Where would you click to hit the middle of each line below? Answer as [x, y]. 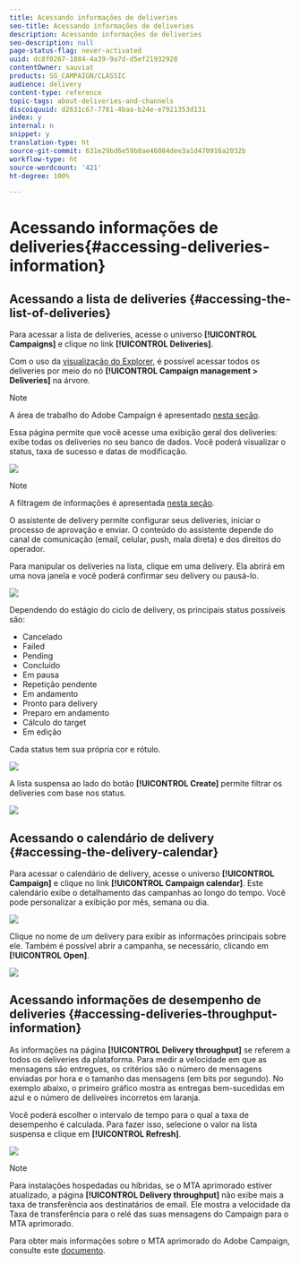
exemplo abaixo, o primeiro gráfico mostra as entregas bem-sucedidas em [147, 1088]
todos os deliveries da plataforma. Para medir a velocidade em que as [138, 1059]
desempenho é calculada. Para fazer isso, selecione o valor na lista [133, 1124]
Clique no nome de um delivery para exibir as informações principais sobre [148, 936]
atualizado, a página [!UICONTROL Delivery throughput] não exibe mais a [146, 1195]
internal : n [31, 126]
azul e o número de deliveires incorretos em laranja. [105, 1097]
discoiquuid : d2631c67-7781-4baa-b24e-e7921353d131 [107, 109]
